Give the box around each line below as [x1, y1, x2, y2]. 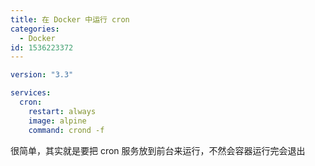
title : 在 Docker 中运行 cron [10, 14, 130, 25]
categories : [10, 24, 60, 34]
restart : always [28, 106, 97, 116]
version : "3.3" [10, 70, 74, 80]
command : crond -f [28, 125, 105, 135]
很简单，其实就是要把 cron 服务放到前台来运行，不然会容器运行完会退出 [10, 144, 306, 156]
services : [10, 88, 52, 98]
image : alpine [28, 116, 87, 126]
